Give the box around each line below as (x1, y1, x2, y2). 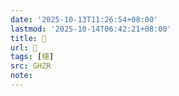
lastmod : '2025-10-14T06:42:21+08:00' (10, 24, 172, 34)
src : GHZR (10, 61, 52, 71)
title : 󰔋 (10, 33, 47, 43)
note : (10, 71, 33, 81)
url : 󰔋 (10, 42, 38, 53)
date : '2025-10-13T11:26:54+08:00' (10, 14, 159, 25)
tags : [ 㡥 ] (10, 52, 55, 62)
